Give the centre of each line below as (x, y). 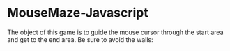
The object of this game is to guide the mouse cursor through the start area (115, 32)
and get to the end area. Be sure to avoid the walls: (80, 39)
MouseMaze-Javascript (78, 13)
